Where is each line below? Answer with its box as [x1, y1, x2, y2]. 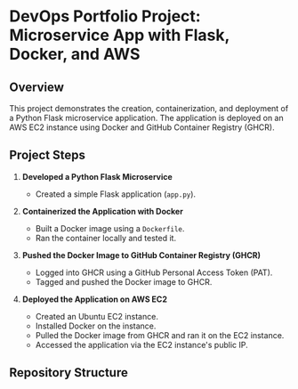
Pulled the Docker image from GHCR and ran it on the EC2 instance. [35, 329, 285, 340]
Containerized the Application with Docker [21, 206, 184, 216]
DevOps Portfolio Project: [9, 6, 202, 27]
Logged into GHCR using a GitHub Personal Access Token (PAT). [35, 267, 273, 278]
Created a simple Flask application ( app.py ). [35, 189, 197, 199]
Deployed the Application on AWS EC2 [21, 294, 167, 304]
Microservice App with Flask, [9, 25, 230, 45]
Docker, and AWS [9, 45, 141, 64]
